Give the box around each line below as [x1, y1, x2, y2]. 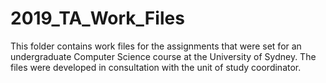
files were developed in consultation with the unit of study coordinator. [10, 61, 302, 73]
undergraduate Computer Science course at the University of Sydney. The [10, 50, 317, 62]
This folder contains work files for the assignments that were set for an [10, 40, 302, 52]
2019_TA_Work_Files [10, 7, 185, 30]
